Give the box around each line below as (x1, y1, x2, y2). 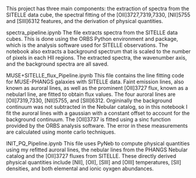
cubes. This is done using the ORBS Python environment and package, (6, 35, 178, 42)
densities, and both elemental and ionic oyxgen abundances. (6, 165, 154, 172)
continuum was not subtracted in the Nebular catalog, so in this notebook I (6, 103, 188, 110)
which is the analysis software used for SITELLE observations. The (6, 41, 168, 48)
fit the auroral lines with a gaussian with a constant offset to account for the (6, 109, 190, 116)
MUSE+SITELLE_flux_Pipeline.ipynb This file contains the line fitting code (6, 72, 184, 79)
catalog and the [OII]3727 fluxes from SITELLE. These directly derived (6, 153, 177, 159)
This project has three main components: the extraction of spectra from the (6, 5, 190, 12)
